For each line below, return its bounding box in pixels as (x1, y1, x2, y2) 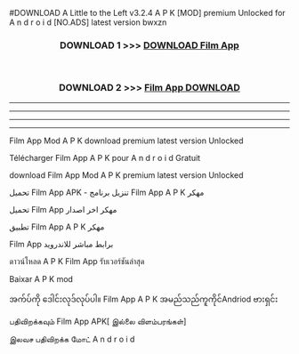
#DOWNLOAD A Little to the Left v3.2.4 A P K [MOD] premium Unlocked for (9, 8, 287, 18)
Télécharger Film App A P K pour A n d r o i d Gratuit (9, 152, 201, 163)
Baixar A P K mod (9, 273, 74, 284)
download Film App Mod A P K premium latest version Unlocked (9, 169, 244, 181)
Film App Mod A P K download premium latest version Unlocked (9, 135, 244, 146)
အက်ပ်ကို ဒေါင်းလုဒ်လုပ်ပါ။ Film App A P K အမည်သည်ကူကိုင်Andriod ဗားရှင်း (9, 294, 279, 304)
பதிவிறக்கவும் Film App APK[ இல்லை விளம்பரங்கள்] (9, 316, 187, 326)
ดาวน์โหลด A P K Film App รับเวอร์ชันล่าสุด (9, 255, 145, 266)
